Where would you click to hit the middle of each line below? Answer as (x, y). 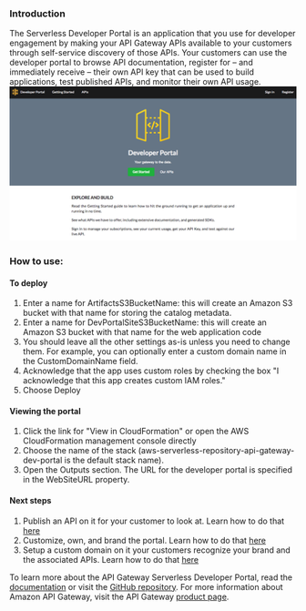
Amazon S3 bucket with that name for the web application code (142, 332)
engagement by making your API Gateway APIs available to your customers (151, 43)
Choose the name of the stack (79, 451)
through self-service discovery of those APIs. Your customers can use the (148, 53)
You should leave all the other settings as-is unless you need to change (157, 342)
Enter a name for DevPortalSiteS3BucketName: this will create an (144, 322)
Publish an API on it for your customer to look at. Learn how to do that (153, 521)
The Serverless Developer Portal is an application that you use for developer (153, 34)
